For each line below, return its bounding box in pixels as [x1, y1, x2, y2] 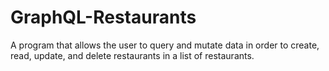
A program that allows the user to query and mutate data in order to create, [10, 39, 320, 51]
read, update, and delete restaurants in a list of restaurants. [10, 49, 255, 61]
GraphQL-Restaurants [10, 6, 197, 29]
